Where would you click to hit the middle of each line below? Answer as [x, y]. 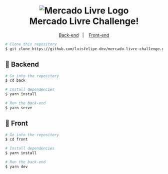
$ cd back [15, 81]
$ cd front [16, 140]
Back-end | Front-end [84, 35]
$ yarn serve [19, 108]
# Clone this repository [31, 44]
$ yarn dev [16, 167]
